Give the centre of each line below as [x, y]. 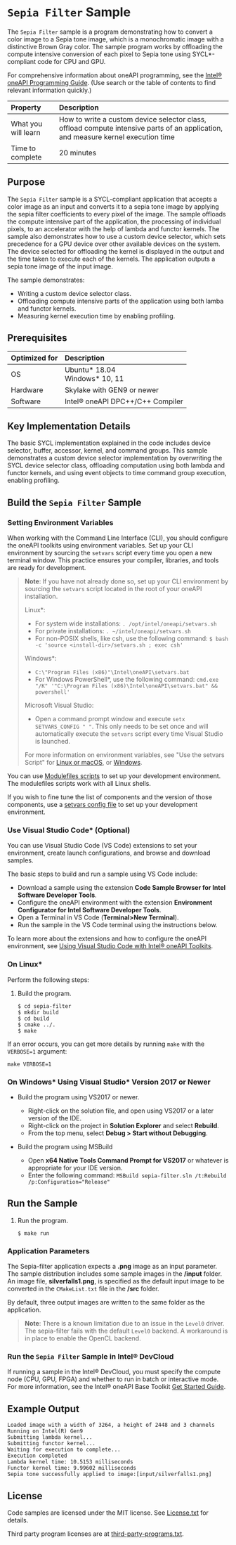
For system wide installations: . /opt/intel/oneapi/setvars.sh [126, 623]
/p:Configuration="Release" [69, 1182]
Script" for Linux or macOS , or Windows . [83, 763]
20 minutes [78, 153]
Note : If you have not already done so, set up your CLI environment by [126, 581]
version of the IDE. [55, 1118]
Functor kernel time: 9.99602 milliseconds [72, 1468]
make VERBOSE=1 [29, 1064]
